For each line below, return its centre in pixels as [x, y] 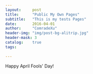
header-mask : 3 [21, 38]
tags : [11, 47]
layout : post [23, 10]
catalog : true [23, 42]
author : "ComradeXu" [31, 28]
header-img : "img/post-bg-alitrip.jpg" [47, 33]
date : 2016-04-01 [30, 24]
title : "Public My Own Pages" [42, 14]
